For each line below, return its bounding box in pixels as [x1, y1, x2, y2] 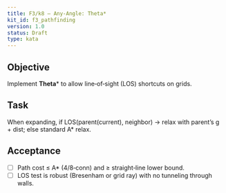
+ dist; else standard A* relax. [7, 125, 92, 133]
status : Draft [7, 29, 48, 37]
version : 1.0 [7, 23, 45, 30]
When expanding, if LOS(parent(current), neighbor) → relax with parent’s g [7, 118, 220, 126]
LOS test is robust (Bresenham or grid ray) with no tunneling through [17, 171, 213, 179]
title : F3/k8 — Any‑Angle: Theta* [7, 10, 107, 17]
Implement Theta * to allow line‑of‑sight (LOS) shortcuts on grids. [7, 79, 192, 88]
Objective [7, 61, 50, 73]
